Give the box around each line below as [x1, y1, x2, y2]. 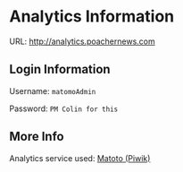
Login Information [9, 62, 111, 77]
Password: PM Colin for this [9, 103, 119, 114]
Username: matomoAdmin [9, 85, 96, 96]
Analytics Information [9, 6, 175, 27]
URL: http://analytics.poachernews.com [9, 36, 155, 47]
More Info [9, 129, 64, 144]
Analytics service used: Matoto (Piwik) [9, 152, 151, 163]
